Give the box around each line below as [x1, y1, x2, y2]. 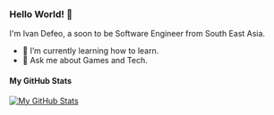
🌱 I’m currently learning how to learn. [21, 45, 159, 56]
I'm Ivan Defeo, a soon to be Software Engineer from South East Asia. [9, 29, 266, 39]
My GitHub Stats [9, 75, 73, 86]
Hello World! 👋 [9, 8, 73, 21]
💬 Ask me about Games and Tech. [21, 55, 148, 66]
